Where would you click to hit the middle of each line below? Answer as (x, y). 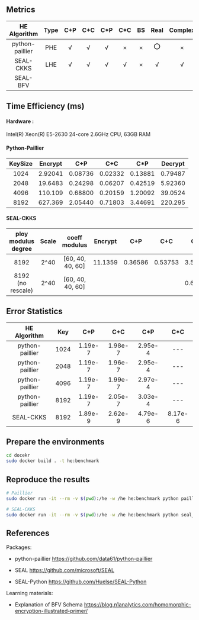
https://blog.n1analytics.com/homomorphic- (137, 605)
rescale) (22, 290)
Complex (182, 30)
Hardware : (20, 121)
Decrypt (173, 163)
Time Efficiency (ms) (45, 106)
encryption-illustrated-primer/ (51, 611)
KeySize (21, 163)
